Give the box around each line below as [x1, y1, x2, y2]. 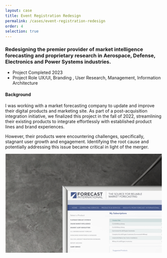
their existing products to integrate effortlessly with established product [5, 118, 152, 124]
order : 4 [5, 24, 23, 29]
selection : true [5, 29, 39, 34]
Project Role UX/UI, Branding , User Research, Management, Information [12, 75, 161, 81]
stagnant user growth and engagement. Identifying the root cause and [5, 138, 149, 144]
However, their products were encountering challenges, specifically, [5, 133, 145, 139]
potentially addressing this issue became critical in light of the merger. [5, 144, 149, 150]
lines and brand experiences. [5, 124, 65, 129]
